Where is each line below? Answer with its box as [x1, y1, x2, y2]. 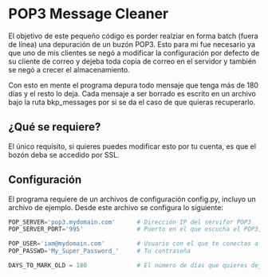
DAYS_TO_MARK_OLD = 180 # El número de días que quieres [8, 262, 248, 270]
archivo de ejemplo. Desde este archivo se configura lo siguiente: [8, 202, 223, 212]
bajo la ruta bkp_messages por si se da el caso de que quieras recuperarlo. [8, 97, 256, 107]
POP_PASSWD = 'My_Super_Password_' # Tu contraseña [8, 248, 191, 256]
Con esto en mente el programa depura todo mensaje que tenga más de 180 [8, 80, 259, 90]
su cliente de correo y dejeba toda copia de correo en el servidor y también [8, 57, 257, 66]
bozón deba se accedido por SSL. [8, 150, 120, 159]
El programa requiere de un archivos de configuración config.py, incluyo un [8, 194, 257, 204]
